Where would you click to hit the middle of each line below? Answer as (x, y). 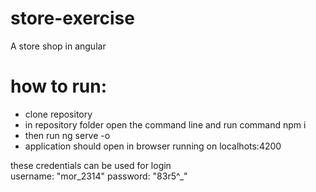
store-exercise (72, 18)
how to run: (59, 86)
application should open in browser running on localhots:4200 (153, 146)
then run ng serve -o (67, 135)
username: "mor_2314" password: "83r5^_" (99, 176)
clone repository (58, 114)
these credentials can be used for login (91, 165)
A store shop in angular (58, 46)
